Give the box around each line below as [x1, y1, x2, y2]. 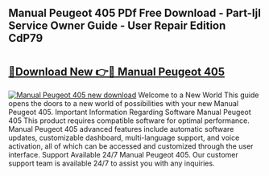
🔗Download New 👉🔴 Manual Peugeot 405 [8, 64, 226, 79]
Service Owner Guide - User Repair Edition [8, 19, 226, 33]
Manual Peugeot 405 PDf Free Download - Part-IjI [8, 6, 262, 20]
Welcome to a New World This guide [138, 90, 259, 100]
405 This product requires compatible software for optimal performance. [8, 116, 250, 125]
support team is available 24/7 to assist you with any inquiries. [8, 158, 215, 168]
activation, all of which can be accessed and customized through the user [8, 141, 254, 151]
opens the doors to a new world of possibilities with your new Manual [8, 99, 239, 108]
